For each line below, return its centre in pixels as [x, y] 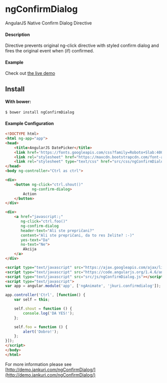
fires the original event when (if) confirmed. [50, 51]
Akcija [30, 249]
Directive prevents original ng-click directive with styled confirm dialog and [82, 45]
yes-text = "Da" [35, 240]
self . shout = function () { [43, 309]
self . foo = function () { [41, 327]
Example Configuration [30, 123]
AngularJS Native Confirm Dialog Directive [48, 23]
